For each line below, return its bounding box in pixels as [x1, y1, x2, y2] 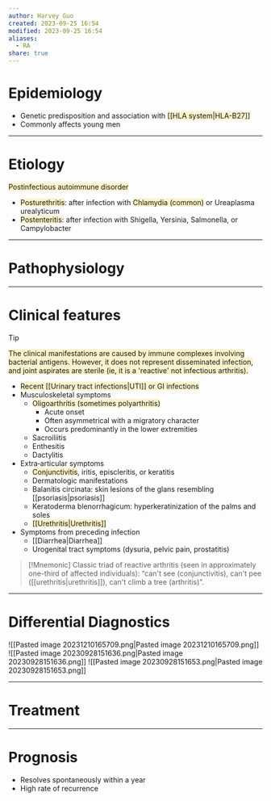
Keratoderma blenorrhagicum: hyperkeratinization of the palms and [31, 501, 256, 511]
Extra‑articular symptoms [19, 458, 105, 468]
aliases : [8, 34, 38, 43]
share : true [8, 49, 48, 57]
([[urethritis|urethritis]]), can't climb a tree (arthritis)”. [27, 577, 204, 586]
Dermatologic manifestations [31, 476, 128, 485]
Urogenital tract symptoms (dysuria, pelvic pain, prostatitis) [31, 544, 230, 554]
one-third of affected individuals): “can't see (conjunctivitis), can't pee [27, 568, 262, 578]
